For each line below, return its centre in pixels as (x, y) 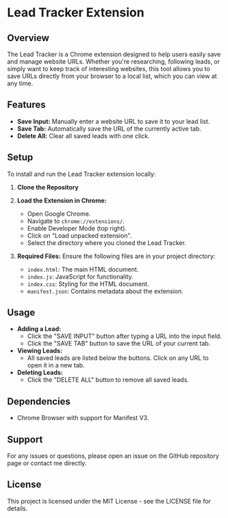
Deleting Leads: (40, 373)
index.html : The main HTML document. (83, 269)
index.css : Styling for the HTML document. (88, 284)
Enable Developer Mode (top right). (77, 228)
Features (26, 105)
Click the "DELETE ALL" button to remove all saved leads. (108, 380)
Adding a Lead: (39, 329)
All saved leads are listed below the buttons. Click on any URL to (118, 358)
